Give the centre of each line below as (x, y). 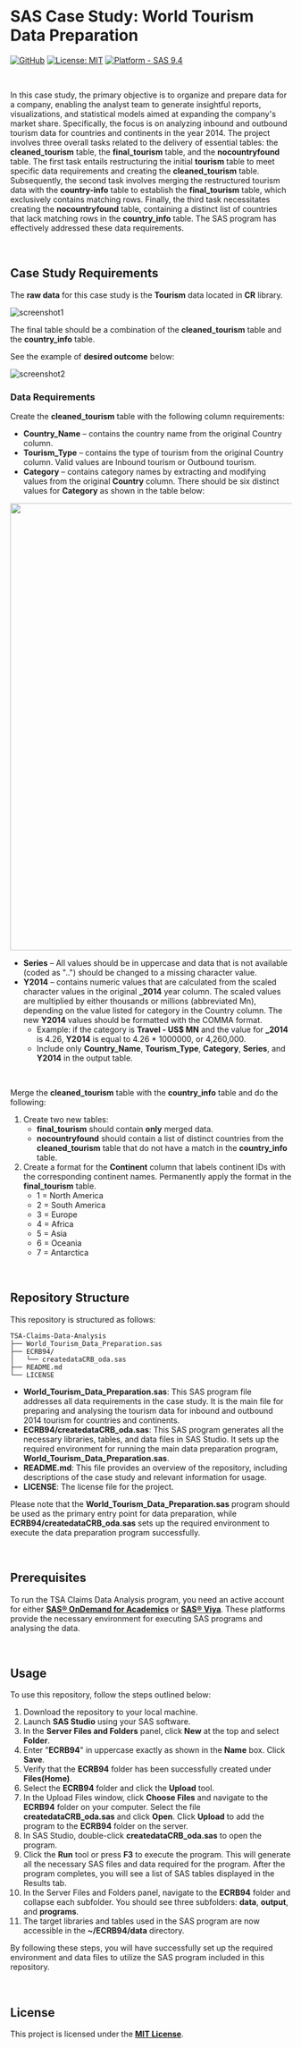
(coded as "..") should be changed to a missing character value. (140, 973)
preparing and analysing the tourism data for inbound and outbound (148, 1410)
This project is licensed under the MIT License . (97, 2034)
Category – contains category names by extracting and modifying (145, 472)
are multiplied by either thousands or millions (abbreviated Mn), (140, 1001)
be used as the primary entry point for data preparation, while (124, 1513)
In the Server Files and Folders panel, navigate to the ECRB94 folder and (157, 1892)
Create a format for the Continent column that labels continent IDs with (154, 1167)
